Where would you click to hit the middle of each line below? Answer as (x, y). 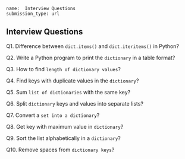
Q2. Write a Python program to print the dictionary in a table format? (91, 58)
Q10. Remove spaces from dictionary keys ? (60, 150)
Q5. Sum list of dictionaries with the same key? (68, 92)
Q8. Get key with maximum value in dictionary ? (65, 126)
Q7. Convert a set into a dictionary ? (53, 115)
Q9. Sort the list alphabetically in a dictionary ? (63, 138)
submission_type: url (33, 14)
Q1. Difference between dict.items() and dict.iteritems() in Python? (93, 46)
